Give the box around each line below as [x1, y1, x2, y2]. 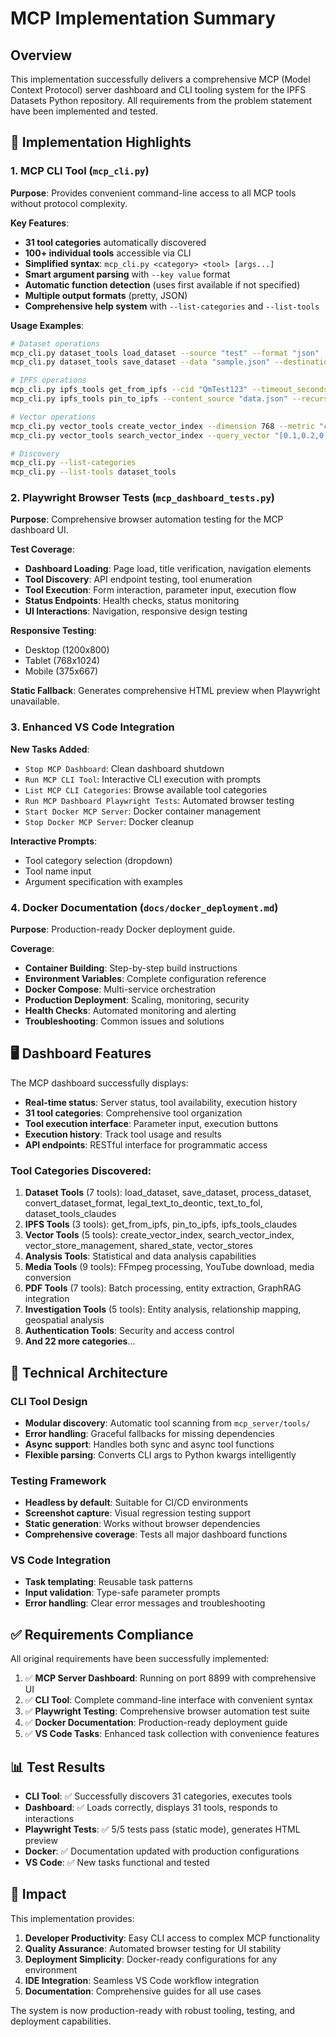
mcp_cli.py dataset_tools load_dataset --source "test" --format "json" [10, 348, 320, 358]
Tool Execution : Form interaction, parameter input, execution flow [24, 584, 297, 596]
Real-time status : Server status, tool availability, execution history [24, 1096, 298, 1108]
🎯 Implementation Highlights [10, 134, 192, 151]
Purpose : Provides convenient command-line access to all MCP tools [10, 187, 297, 199]
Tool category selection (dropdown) [24, 854, 173, 866]
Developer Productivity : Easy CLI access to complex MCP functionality [24, 1932, 321, 1944]
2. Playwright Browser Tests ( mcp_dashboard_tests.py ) [10, 491, 275, 505]
